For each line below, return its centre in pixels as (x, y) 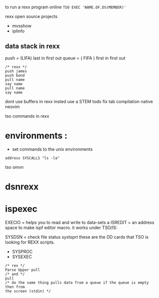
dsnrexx (22, 186)
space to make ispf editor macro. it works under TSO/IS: (61, 228)
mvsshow (22, 26)
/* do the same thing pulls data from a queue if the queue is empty (77, 282)
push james (16, 71)
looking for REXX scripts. (30, 242)
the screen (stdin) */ (28, 291)
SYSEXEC (22, 257)
